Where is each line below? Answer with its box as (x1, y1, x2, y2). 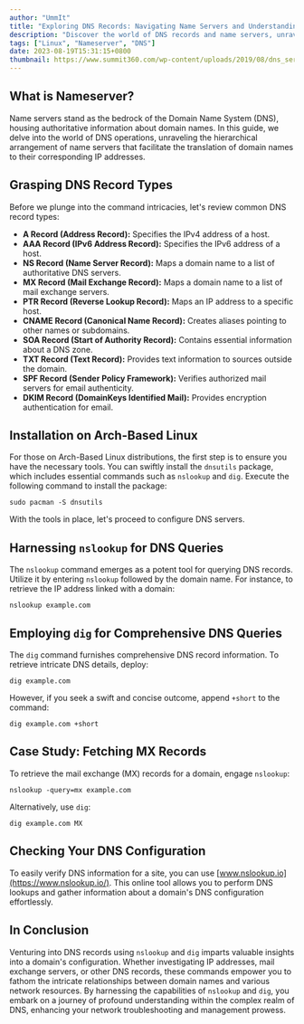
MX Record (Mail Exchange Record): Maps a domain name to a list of (22, 277, 283, 288)
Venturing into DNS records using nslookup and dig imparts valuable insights (9, 946, 295, 957)
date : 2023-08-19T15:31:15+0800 (9, 47, 131, 56)
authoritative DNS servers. (22, 267, 122, 278)
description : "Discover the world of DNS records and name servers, (9, 30, 273, 39)
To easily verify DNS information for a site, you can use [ (9, 868, 220, 878)
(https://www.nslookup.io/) (9, 877, 110, 887)
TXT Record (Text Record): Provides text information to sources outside (22, 354, 292, 365)
